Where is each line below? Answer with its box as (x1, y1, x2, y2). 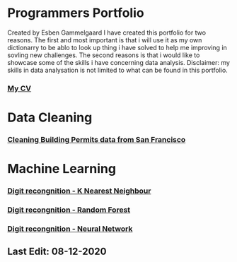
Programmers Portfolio (7, 5, 144, 21)
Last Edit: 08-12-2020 (7, 246, 107, 258)
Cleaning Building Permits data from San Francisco (7, 134, 186, 144)
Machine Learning (7, 161, 117, 177)
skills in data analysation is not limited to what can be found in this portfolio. (7, 66, 228, 74)
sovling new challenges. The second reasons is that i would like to (7, 51, 200, 59)
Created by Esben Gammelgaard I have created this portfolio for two (7, 28, 207, 37)
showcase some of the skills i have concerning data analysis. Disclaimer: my (7, 58, 230, 66)
